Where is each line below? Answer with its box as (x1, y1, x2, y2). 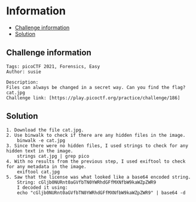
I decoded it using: (17, 184, 68, 191)
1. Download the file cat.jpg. (6, 127, 84, 133)
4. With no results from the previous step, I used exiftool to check (6, 158, 186, 164)
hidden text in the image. (6, 148, 73, 154)
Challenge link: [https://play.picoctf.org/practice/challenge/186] (6, 94, 180, 101)
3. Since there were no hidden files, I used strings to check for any (6, 142, 188, 149)
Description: (6, 79, 39, 85)
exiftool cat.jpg (17, 169, 60, 175)
